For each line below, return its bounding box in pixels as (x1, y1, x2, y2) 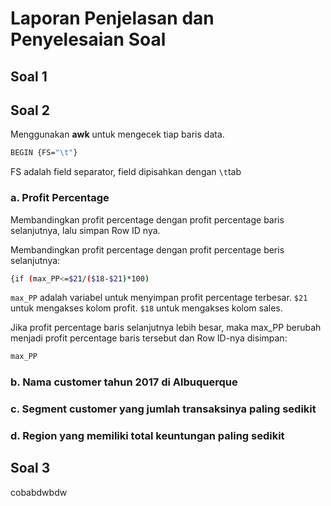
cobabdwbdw (10, 486, 68, 498)
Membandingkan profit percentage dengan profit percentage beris (10, 243, 285, 256)
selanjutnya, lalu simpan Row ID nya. (10, 224, 161, 236)
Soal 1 (10, 68, 48, 85)
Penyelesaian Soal (10, 28, 167, 51)
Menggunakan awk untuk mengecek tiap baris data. (10, 128, 225, 141)
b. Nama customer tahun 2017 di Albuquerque (10, 375, 238, 389)
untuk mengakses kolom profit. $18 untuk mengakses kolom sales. (10, 302, 283, 314)
